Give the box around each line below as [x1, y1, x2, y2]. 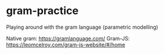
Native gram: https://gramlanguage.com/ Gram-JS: [6, 35, 130, 42]
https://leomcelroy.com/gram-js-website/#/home [6, 41, 126, 48]
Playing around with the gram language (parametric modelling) [6, 23, 158, 31]
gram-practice [6, 4, 79, 18]
